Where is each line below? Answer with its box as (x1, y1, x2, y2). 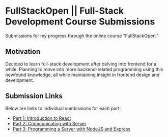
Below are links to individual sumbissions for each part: (5, 105, 121, 111)
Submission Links (5, 92, 63, 100)
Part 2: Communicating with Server (12, 120, 87, 126)
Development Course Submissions (5, 16, 155, 27)
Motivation (5, 47, 41, 56)
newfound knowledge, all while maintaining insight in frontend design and (5, 72, 160, 78)
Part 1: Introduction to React (12, 115, 71, 121)
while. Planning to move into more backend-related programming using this (5, 66, 163, 72)
